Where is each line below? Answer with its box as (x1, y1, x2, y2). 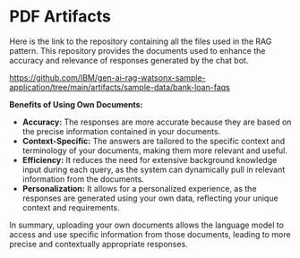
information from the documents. (21, 173, 145, 185)
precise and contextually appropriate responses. (9, 238, 188, 249)
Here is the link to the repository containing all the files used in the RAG (9, 36, 272, 47)
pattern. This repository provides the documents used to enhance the (9, 45, 266, 56)
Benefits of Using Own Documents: (9, 99, 143, 109)
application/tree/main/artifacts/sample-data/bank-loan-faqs (9, 82, 230, 92)
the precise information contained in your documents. (21, 125, 221, 136)
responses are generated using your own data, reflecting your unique (21, 193, 279, 203)
